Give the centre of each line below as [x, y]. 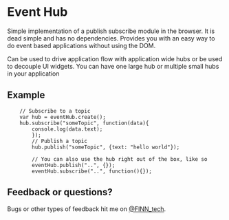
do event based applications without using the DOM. [81, 45]
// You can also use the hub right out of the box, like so [120, 159]
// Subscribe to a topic [55, 111]
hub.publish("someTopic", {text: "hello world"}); [106, 147]
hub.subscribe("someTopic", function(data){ [84, 123]
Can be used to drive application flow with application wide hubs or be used [115, 58]
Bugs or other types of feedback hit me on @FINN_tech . [87, 209]
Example [26, 95]
